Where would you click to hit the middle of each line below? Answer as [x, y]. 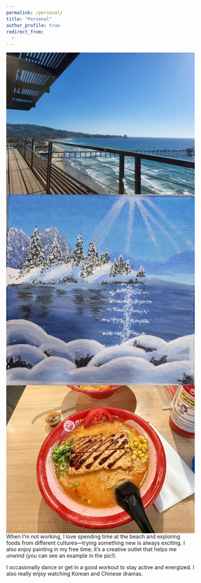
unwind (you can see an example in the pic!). [61, 556]
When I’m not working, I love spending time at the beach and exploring [93, 537]
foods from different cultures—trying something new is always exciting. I [96, 543]
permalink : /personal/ [34, 13]
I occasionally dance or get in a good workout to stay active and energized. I [100, 567]
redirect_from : [25, 32]
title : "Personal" [29, 19]
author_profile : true [33, 25]
